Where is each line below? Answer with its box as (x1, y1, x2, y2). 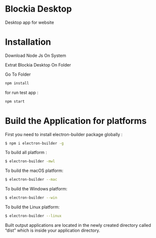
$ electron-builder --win (5, 195, 57, 200)
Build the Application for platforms (5, 115, 147, 126)
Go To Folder (5, 71, 31, 77)
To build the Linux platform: (5, 204, 60, 210)
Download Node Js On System (5, 52, 66, 58)
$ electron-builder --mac (5, 177, 57, 182)
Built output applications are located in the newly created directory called (5, 222, 151, 228)
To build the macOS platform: (5, 168, 64, 173)
